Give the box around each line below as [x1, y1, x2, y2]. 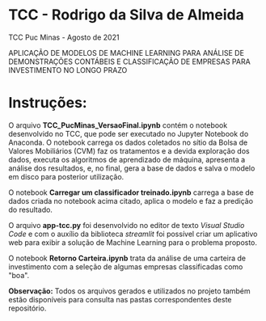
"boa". [8, 270, 30, 280]
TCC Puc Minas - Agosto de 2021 [8, 32, 120, 42]
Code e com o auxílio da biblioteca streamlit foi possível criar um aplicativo [8, 229, 258, 239]
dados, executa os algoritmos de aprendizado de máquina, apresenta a [8, 154, 246, 164]
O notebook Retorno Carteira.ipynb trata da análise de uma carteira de [8, 253, 247, 263]
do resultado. [8, 205, 53, 214]
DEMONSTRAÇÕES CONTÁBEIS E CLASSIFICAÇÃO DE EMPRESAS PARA [8, 57, 251, 66]
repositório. [8, 303, 47, 313]
